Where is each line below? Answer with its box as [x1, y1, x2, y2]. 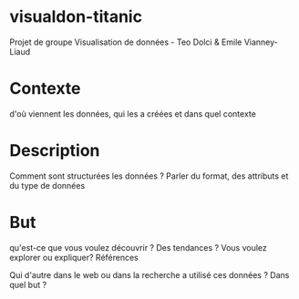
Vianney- [243, 36, 278, 47]
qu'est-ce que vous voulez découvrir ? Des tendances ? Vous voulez [9, 242, 267, 253]
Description [9, 140, 100, 161]
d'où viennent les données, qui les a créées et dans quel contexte [9, 108, 257, 119]
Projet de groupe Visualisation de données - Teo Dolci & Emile [9, 36, 242, 47]
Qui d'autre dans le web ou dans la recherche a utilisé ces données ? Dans [9, 269, 290, 280]
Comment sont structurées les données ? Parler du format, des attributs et [9, 170, 289, 181]
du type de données [9, 180, 86, 191]
